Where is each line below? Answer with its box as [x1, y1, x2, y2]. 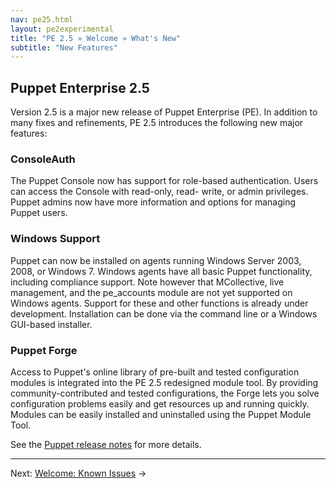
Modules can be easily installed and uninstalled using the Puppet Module [10, 408, 312, 420]
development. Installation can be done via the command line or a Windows [10, 307, 318, 320]
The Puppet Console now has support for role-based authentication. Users [10, 175, 319, 187]
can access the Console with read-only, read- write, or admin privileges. [10, 186, 309, 198]
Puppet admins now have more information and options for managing [10, 196, 297, 208]
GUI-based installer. [10, 318, 93, 330]
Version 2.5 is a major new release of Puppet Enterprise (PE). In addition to [10, 106, 318, 118]
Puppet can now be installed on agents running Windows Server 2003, [10, 254, 302, 266]
